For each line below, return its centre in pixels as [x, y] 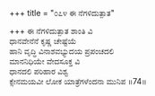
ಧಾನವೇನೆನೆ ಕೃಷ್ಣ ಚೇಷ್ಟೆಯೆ [43, 41]
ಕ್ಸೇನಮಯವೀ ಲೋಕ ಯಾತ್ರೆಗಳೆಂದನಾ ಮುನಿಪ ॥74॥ [78, 81]
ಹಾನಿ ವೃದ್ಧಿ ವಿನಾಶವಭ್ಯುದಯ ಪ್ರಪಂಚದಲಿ [62, 51]
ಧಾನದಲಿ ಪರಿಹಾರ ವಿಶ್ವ [39, 71]
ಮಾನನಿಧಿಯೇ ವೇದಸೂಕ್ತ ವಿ [45, 61]
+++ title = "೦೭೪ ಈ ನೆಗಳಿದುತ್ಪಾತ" [62, 13]
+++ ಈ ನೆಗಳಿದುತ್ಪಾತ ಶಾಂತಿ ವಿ [51, 31]
